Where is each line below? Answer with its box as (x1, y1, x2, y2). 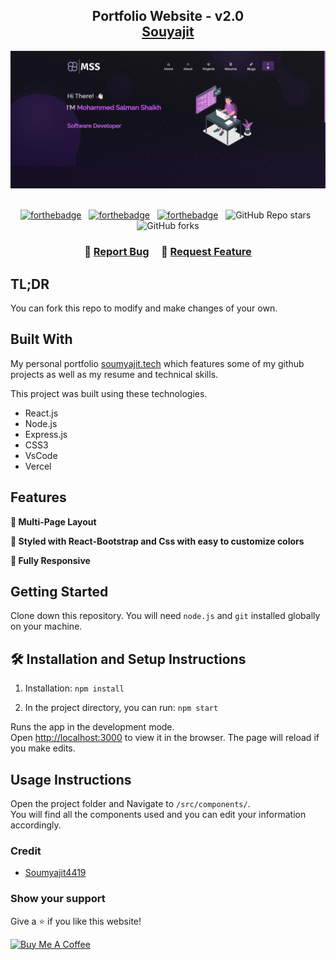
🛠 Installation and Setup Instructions (10, 650, 247, 668)
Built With (10, 331, 73, 348)
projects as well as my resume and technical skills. (10, 368, 219, 380)
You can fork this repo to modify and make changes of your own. (10, 302, 278, 314)
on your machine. (10, 620, 83, 633)
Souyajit (141, 24, 195, 41)
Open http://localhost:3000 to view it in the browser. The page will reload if (10, 732, 320, 744)
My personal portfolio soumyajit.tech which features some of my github (10, 357, 305, 369)
